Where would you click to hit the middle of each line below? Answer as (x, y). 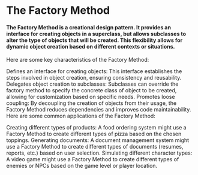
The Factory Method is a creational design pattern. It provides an (88, 27)
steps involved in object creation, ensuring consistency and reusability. (94, 78)
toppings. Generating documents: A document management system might (98, 140)
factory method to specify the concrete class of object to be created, (91, 90)
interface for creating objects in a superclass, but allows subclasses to (96, 34)
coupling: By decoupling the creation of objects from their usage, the (91, 103)
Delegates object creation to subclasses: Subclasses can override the (92, 84)
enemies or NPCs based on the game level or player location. (82, 166)
